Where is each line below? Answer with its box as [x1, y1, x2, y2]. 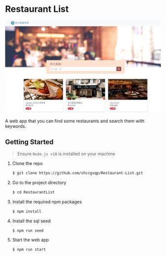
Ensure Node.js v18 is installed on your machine [17, 151, 116, 156]
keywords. [5, 123, 26, 129]
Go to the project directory [12, 179, 67, 185]
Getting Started [5, 138, 54, 146]
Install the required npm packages [12, 199, 82, 205]
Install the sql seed [12, 218, 51, 224]
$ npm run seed [12, 228, 44, 233]
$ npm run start [12, 247, 46, 252]
